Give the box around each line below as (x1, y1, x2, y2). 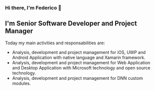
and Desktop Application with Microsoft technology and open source (12, 65, 151, 71)
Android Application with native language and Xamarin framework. (12, 54, 145, 60)
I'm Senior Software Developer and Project (5, 19, 137, 28)
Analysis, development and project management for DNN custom (12, 75, 143, 81)
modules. (12, 80, 31, 86)
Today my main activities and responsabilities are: (5, 40, 105, 46)
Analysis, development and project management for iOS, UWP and (12, 49, 146, 55)
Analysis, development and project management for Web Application (12, 59, 151, 65)
